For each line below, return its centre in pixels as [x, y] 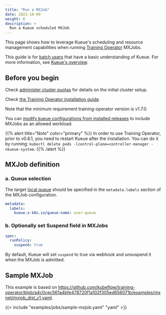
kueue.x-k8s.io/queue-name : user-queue [55, 213]
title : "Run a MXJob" [27, 10]
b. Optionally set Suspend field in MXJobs [57, 225]
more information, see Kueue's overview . [47, 62]
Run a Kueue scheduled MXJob [40, 28]
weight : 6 [15, 19]
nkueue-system [20, 149]
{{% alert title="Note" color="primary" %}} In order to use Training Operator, [83, 133]
